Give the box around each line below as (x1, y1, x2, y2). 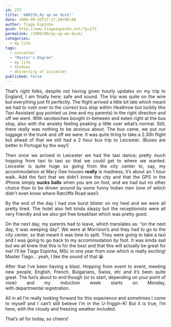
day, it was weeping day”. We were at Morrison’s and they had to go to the (5, 226, 166, 232)
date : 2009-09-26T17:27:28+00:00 (5, 17, 76, 22)
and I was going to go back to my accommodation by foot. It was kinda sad (5, 237, 166, 243)
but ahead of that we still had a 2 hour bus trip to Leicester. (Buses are (5, 136, 166, 143)
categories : (5, 36, 31, 41)
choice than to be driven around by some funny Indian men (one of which (5, 184, 166, 191)
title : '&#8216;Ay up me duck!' (5, 12, 74, 17)
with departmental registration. (5, 285, 70, 291)
